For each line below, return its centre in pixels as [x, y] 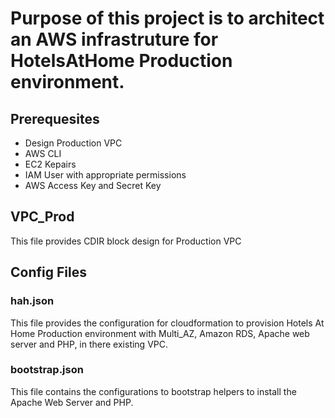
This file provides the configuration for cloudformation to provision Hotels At [167, 323]
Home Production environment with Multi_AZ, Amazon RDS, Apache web [160, 333]
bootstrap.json [47, 370]
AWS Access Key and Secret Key [93, 185]
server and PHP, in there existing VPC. [89, 344]
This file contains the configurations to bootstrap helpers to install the [153, 391]
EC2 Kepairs [50, 164]
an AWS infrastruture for [114, 39]
